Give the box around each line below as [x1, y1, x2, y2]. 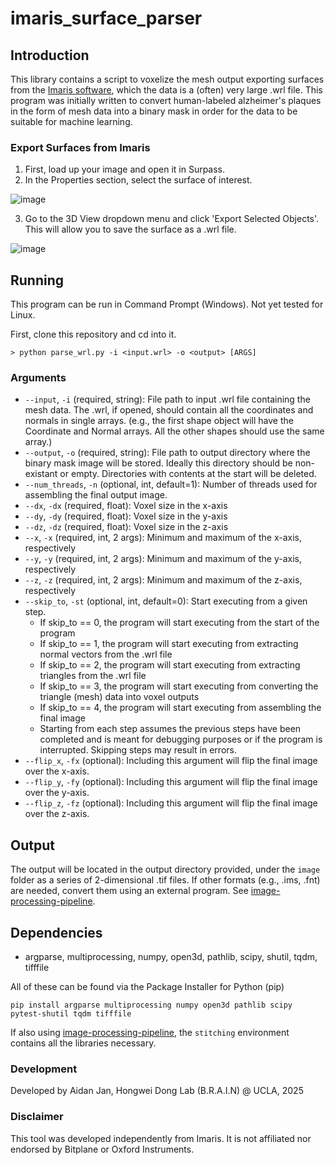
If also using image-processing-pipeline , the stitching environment [10, 1027, 290, 1039]
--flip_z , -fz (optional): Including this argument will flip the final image [24, 797, 318, 809]
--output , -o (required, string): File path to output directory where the [24, 447, 311, 459]
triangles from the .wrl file [39, 670, 147, 682]
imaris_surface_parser [10, 7, 203, 30]
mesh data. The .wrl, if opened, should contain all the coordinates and [24, 404, 314, 416]
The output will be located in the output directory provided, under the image [10, 863, 321, 876]
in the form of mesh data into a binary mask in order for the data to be [10, 105, 298, 117]
